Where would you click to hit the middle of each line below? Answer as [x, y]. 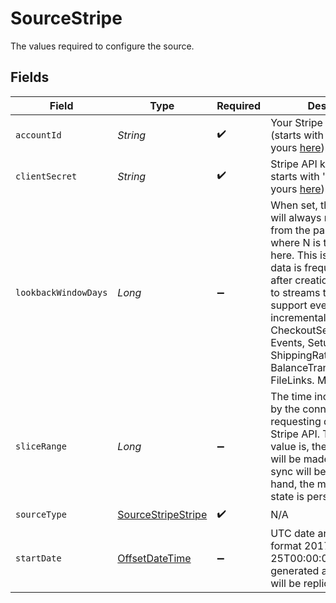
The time [291, 396]
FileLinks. [292, 380]
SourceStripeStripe [162, 515]
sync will [291, 471]
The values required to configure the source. [102, 46]
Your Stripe [296, 122]
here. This [294, 255]
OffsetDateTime [154, 558]
